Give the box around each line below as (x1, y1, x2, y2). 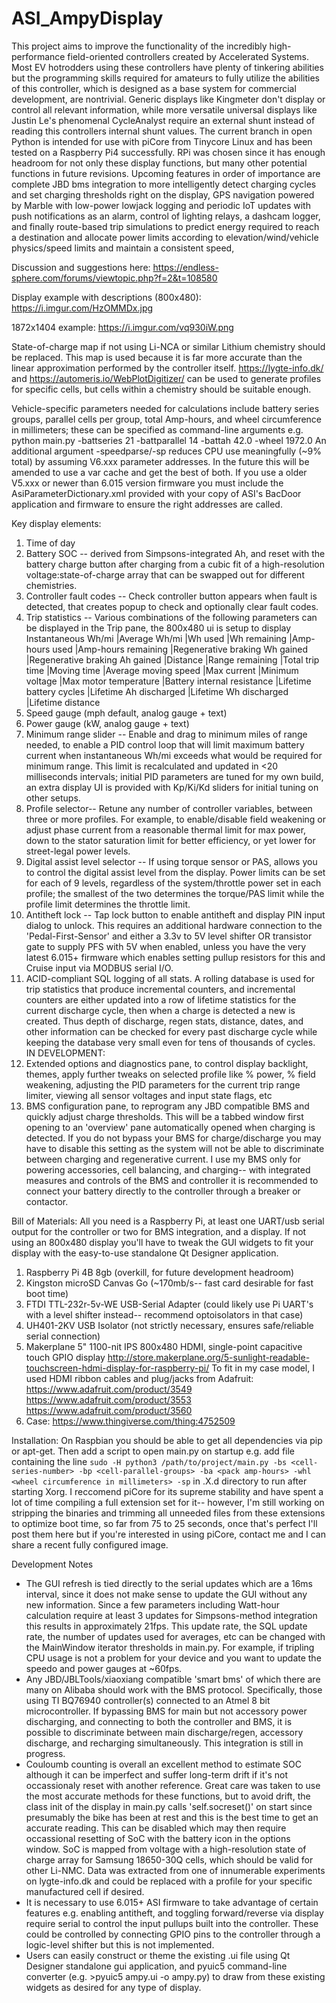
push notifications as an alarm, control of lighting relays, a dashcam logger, (11, 210, 321, 222)
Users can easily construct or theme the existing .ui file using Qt (25, 1949, 291, 1961)
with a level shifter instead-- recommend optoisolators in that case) (25, 1308, 304, 1321)
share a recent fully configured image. (11, 1538, 169, 1551)
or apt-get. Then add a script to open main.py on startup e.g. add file (11, 1445, 296, 1457)
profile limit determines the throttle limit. (25, 898, 191, 910)
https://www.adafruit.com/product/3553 (25, 1393, 192, 1406)
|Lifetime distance (25, 696, 101, 708)
